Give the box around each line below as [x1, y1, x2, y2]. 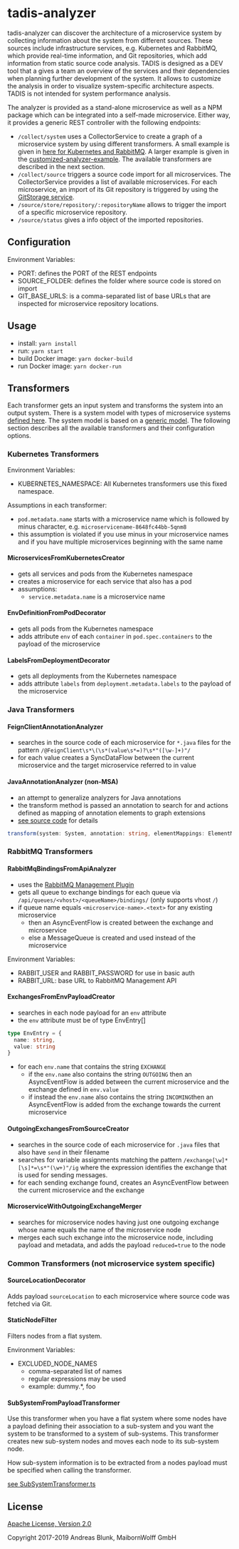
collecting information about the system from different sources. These [7, 36, 213, 44]
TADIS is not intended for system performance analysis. [7, 89, 171, 98]
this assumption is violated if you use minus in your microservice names [17, 529, 229, 538]
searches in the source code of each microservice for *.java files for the [17, 738, 231, 747]
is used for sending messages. [17, 1170, 108, 1179]
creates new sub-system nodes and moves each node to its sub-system [7, 1437, 219, 1446]
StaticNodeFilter [7, 1316, 58, 1324]
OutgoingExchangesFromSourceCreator [7, 1124, 129, 1132]
